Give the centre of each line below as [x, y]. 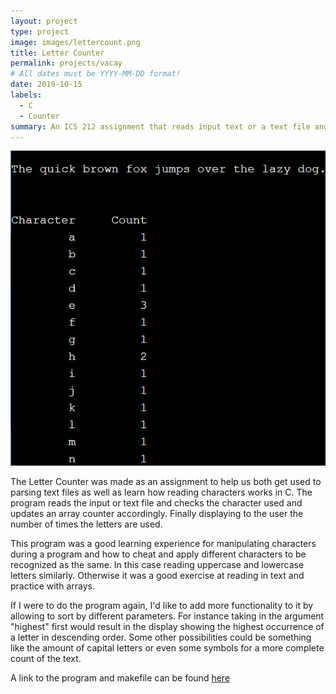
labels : [26, 95]
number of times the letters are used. [86, 524]
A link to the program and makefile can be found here [120, 678]
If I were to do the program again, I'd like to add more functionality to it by [162, 606]
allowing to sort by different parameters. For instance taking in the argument [167, 616]
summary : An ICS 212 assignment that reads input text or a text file [160, 126]
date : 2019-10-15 [46, 85]
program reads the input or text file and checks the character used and [156, 503]
